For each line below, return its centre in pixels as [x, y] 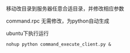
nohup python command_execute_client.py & [59, 44]
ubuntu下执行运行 [28, 33]
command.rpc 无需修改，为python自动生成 [58, 21]
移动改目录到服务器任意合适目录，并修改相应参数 [65, 8]
